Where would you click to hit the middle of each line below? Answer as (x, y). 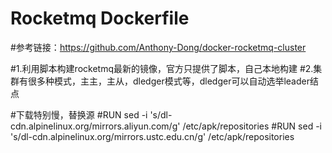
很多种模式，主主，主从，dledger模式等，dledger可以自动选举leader (168, 81)
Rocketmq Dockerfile (100, 18)
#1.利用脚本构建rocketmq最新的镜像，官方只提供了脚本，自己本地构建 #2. (162, 68)
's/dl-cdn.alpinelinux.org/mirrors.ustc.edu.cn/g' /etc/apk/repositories (152, 136)
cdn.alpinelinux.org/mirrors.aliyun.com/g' (95, 126)
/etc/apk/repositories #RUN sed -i (252, 126)
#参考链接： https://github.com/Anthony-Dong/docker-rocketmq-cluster (158, 47)
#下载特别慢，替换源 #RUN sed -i (79, 114)
